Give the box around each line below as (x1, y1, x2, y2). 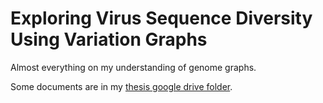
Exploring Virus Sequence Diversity (10, 7, 313, 30)
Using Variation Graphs (10, 28, 208, 51)
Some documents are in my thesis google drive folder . (10, 80, 233, 92)
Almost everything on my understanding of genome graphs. (10, 61, 257, 73)
